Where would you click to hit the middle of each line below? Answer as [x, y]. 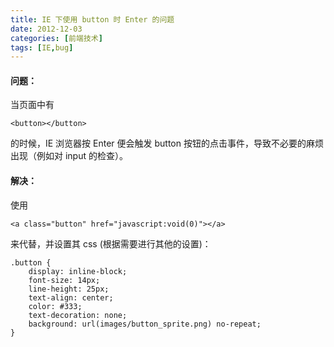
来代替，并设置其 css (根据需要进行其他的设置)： [111, 243]
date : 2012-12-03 [46, 29]
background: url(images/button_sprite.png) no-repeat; [145, 324]
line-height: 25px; [69, 289]
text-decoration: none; [78, 315]
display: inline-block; [78, 271]
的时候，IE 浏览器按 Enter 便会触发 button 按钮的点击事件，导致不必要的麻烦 [167, 143]
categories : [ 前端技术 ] [56, 38]
